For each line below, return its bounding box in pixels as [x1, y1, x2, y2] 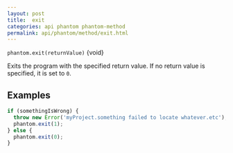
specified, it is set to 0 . [7, 69, 71, 78]
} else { [7, 127, 33, 134]
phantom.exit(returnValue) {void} [7, 48, 104, 57]
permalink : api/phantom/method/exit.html [7, 29, 129, 37]
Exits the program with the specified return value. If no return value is [7, 62, 206, 70]
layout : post [7, 10, 45, 17]
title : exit [7, 17, 45, 24]
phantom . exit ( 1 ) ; [13, 120, 64, 127]
